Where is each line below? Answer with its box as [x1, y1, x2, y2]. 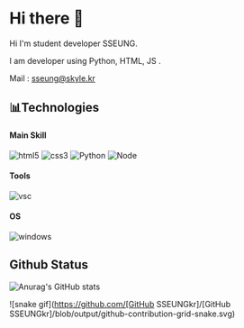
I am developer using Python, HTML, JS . [9, 55, 161, 66]
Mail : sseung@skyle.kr [9, 72, 96, 84]
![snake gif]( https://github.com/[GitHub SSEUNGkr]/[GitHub [9, 298, 231, 309]
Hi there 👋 [9, 8, 84, 29]
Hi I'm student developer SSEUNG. [9, 38, 138, 49]
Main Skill [9, 130, 47, 141]
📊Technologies [9, 100, 100, 115]
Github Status [9, 257, 88, 273]
